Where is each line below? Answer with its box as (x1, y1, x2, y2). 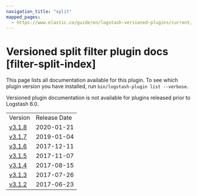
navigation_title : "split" (6, 8, 72, 15)
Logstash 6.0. (6, 100, 39, 107)
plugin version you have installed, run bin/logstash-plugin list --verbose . (6, 83, 189, 90)
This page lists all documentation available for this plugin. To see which (6, 77, 178, 84)
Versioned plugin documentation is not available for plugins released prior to (6, 94, 191, 102)
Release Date (35, 114, 72, 122)
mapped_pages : (6, 14, 41, 20)
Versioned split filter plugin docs (6, 45, 169, 58)
